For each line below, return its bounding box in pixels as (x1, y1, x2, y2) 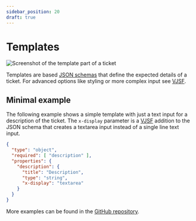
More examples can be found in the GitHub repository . (6, 207, 140, 215)
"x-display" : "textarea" (21, 180, 84, 186)
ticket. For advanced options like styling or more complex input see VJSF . (6, 78, 186, 85)
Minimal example (6, 95, 71, 105)
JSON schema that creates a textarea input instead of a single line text (6, 124, 179, 131)
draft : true (6, 14, 36, 20)
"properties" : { (11, 158, 52, 164)
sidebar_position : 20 (6, 8, 60, 15)
